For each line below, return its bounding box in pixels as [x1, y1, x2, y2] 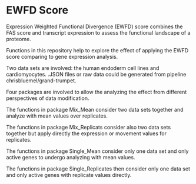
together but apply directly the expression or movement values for [6, 130, 167, 137]
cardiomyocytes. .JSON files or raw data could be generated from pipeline [6, 71, 187, 78]
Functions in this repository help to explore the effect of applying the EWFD [6, 46, 189, 53]
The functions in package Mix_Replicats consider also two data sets [6, 123, 171, 131]
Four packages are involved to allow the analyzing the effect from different [6, 88, 187, 95]
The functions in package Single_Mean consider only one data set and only [6, 148, 189, 155]
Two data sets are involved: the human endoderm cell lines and [6, 64, 160, 71]
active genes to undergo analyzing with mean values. [6, 153, 135, 160]
